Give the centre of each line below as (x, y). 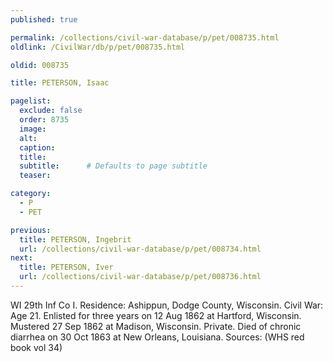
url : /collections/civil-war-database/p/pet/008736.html (140, 277)
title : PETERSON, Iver (66, 267)
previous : (31, 230)
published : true (44, 19)
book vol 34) (36, 347)
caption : (37, 147)
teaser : (35, 176)
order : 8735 (44, 120)
